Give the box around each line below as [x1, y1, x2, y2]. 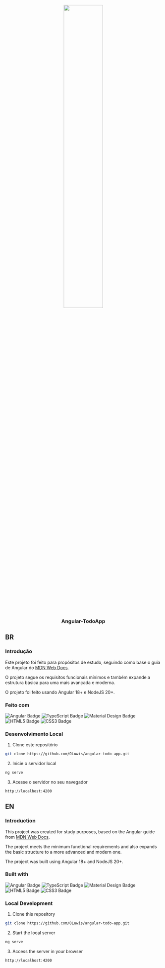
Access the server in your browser [12, 948, 83, 954]
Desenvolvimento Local [5, 730, 63, 737]
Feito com [5, 702, 30, 708]
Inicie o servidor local [12, 761, 56, 767]
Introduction [5, 817, 36, 824]
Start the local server [12, 930, 55, 936]
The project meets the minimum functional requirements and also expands [5, 843, 157, 850]
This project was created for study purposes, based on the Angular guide [5, 828, 155, 835]
